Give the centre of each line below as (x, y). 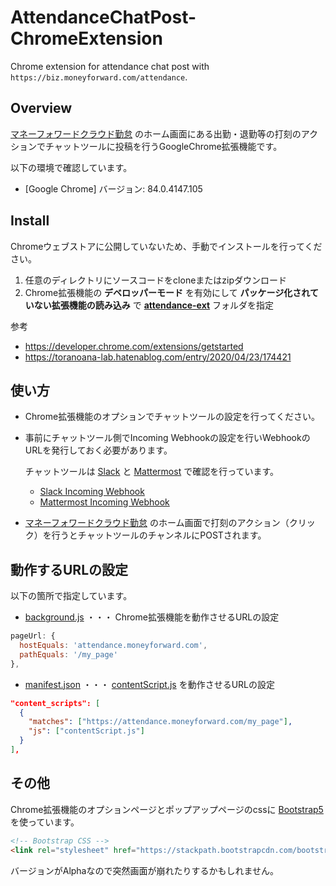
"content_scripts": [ (55, 703)
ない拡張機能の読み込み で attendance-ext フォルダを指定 (154, 305)
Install (30, 221)
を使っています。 (45, 822)
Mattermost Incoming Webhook (104, 502)
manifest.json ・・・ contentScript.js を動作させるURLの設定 (149, 684)
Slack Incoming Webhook (92, 492)
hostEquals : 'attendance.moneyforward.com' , (113, 646)
